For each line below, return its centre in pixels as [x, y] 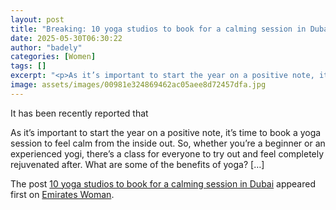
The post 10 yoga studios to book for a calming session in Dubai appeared [163, 183]
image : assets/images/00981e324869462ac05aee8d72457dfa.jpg [138, 85]
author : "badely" [46, 47]
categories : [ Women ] [53, 57]
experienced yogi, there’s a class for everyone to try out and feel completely [167, 153]
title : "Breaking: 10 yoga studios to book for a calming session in [158, 29]
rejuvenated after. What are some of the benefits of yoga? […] [137, 164]
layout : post [37, 19]
